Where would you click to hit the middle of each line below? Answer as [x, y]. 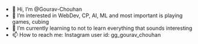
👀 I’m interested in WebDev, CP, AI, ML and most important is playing [97, 15]
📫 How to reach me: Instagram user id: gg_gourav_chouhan [86, 35]
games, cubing [30, 22]
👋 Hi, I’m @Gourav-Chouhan [47, 9]
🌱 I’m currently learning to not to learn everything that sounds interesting [102, 28]
